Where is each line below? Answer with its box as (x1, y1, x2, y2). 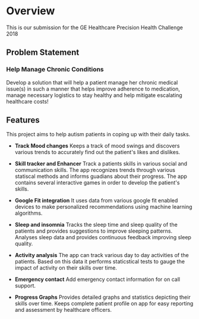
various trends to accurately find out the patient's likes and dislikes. (14, 149, 181, 156)
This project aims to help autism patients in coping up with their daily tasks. (6, 131, 191, 138)
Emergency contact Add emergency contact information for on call (14, 276, 180, 283)
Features (6, 115, 40, 126)
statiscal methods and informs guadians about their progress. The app (14, 173, 187, 180)
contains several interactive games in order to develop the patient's (14, 179, 180, 186)
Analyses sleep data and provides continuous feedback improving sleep (14, 234, 192, 241)
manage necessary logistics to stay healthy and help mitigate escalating (6, 91, 182, 99)
